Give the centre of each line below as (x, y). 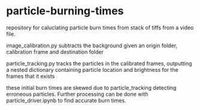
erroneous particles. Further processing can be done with (77, 94)
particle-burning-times (65, 11)
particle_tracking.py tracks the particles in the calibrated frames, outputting (99, 63)
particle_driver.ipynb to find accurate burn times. (66, 100)
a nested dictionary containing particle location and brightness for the (92, 69)
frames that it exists (31, 76)
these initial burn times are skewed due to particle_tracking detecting (91, 87)
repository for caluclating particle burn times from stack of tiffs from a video (100, 27)
